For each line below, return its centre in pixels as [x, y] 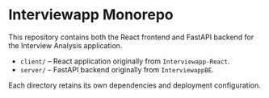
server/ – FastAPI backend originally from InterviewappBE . [117, 69]
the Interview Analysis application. [65, 45]
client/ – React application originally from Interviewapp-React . [125, 61]
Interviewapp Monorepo [91, 15]
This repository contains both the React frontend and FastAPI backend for [131, 37]
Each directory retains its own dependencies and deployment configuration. [134, 85]
